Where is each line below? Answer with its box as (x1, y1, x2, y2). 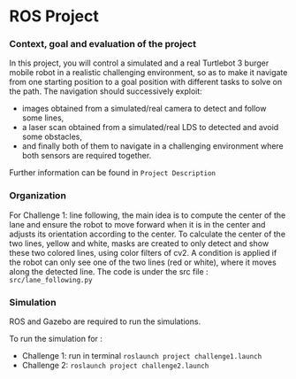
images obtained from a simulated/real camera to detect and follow (21, 104, 267, 114)
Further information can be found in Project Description (9, 167, 216, 178)
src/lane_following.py (9, 275, 93, 284)
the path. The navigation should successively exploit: (9, 86, 203, 97)
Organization (9, 189, 66, 202)
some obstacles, (21, 131, 82, 143)
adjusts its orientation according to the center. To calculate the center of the (9, 228, 285, 239)
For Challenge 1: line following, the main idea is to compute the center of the (9, 210, 286, 220)
